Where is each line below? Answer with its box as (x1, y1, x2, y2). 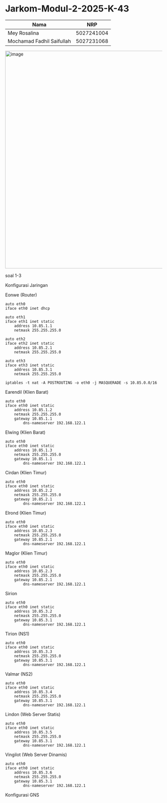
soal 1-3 (5, 272, 21, 278)
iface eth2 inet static (5, 341, 55, 346)
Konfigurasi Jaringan (5, 282, 48, 288)
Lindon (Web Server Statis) (5, 711, 61, 717)
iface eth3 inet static (5, 363, 55, 368)
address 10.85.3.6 (14, 770, 52, 775)
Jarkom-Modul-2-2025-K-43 (5, 3, 130, 14)
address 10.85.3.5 (14, 730, 52, 735)
